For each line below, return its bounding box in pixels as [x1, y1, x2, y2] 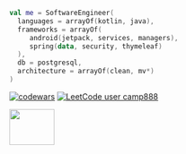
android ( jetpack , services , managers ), [29, 33, 179, 42]
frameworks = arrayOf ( [17, 25, 102, 34]
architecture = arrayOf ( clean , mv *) [17, 67, 155, 76]
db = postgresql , [17, 58, 83, 67]
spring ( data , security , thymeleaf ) [29, 41, 164, 51]
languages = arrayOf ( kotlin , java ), [17, 16, 155, 26]
